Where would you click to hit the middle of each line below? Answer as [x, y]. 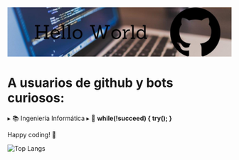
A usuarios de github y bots [90, 83]
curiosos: [36, 98]
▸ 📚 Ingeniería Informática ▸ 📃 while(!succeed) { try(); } [90, 118]
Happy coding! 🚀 [32, 134]
